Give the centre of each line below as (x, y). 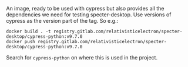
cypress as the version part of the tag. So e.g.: (62, 21)
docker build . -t (28, 31)
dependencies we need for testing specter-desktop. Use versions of (89, 15)
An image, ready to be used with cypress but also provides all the (85, 8)
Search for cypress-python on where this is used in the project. (82, 57)
